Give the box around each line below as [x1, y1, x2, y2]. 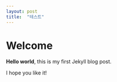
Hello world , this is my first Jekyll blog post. [6, 58, 112, 65]
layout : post [6, 8, 38, 15]
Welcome [6, 39, 53, 52]
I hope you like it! [6, 69, 47, 76]
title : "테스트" [6, 14, 45, 20]
